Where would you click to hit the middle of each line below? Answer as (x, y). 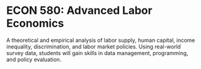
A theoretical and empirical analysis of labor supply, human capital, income (101, 40)
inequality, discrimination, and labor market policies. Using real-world (94, 47)
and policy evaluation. (34, 59)
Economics (35, 23)
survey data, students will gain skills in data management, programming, (97, 53)
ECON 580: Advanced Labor (79, 11)
